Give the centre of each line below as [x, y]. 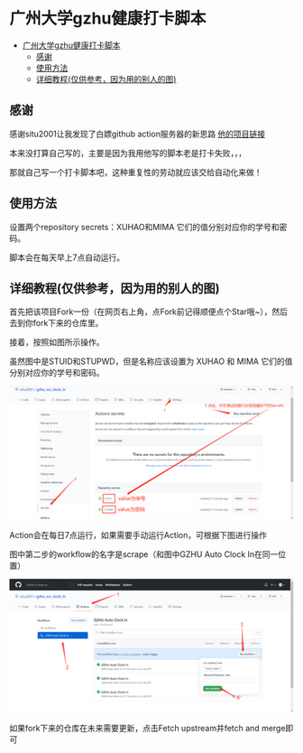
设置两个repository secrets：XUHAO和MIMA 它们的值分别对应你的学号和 [144, 227]
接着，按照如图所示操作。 [57, 342]
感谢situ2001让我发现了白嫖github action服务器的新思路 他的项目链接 [138, 134]
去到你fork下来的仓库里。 [56, 323]
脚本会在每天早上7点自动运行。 [67, 257]
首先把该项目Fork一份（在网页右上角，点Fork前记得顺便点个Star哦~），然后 [149, 311]
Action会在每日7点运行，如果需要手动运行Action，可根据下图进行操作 [138, 535]
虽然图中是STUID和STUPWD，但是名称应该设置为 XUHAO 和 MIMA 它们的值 [151, 361]
